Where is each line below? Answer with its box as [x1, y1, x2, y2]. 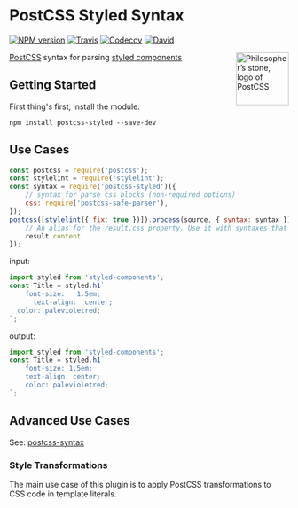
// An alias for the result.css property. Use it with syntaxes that [25, 223, 288, 232]
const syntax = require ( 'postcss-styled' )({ [9, 183, 176, 191]
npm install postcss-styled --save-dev [9, 118, 157, 127]
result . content [25, 231, 82, 240]
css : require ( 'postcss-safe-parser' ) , [25, 199, 169, 208]
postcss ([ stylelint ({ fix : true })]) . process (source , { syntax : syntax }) [9, 215, 292, 224]
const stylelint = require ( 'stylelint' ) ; [9, 174, 165, 183]
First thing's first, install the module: [9, 101, 140, 112]
